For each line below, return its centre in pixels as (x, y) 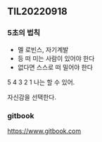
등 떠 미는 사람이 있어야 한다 (56, 58)
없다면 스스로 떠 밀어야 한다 (55, 67)
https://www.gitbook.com (44, 131)
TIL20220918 (38, 12)
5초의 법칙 (24, 33)
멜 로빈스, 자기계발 (43, 49)
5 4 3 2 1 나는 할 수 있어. (41, 82)
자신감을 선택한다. (32, 97)
